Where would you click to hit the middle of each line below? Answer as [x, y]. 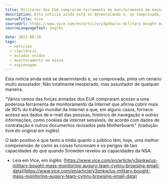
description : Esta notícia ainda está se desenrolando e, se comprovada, [83, 14]
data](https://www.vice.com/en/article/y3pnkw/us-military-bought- [81, 171]
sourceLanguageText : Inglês [34, 28]
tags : [11, 42]
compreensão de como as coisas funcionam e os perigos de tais [71, 146]
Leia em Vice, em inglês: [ [39, 160]
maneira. [14, 89]
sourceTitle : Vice [24, 19]
